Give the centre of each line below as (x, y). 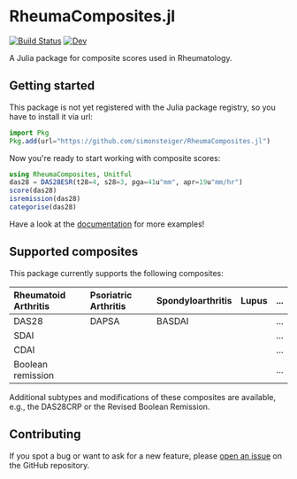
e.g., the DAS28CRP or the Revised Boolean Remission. (110, 406)
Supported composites (74, 252)
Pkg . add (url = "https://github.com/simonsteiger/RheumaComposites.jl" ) (140, 141)
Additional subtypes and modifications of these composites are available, (143, 397)
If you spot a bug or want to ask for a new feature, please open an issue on (146, 456)
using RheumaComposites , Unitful (71, 174)
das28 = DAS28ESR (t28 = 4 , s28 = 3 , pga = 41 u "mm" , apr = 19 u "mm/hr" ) (126, 182)
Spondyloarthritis (194, 300)
